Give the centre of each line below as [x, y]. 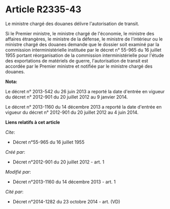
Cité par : [15, 192]
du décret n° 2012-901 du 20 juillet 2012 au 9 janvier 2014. [67, 97]
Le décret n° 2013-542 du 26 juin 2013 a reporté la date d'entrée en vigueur [85, 91]
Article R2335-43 [43, 9]
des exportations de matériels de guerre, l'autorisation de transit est [77, 60]
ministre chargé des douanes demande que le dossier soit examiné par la [82, 44]
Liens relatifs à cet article [33, 122]
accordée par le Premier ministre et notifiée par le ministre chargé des [79, 66]
